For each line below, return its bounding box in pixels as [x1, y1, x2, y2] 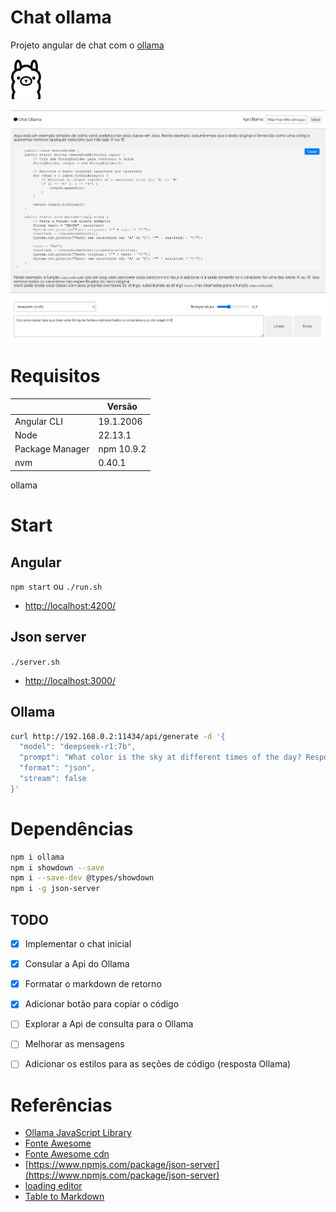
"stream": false [19, 774, 87, 784]
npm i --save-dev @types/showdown [10, 873, 155, 883]
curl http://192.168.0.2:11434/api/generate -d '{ [10, 731, 226, 741]
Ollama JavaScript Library [24, 1127, 132, 1139]
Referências [10, 1094, 113, 1116]
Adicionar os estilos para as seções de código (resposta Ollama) [24, 1058, 292, 1070]
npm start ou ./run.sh [10, 580, 103, 592]
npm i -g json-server [10, 884, 101, 894]
